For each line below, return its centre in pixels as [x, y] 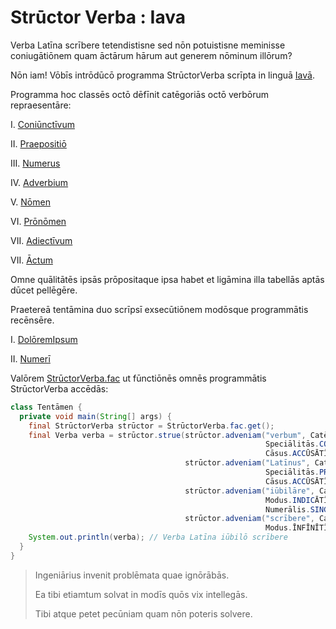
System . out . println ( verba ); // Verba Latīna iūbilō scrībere [158, 537]
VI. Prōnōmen [38, 221]
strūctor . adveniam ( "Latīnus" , [247, 463]
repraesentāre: [41, 105]
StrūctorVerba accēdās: [59, 388]
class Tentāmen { [46, 407]
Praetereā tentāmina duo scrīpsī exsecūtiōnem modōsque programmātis [159, 309]
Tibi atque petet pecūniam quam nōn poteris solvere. [143, 613]
